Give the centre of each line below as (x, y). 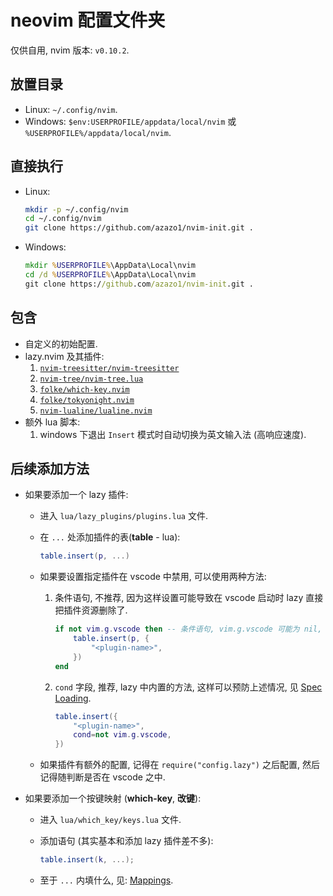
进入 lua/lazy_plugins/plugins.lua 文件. (123, 516)
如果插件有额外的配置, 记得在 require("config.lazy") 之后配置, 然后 (179, 765)
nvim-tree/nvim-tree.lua (91, 379)
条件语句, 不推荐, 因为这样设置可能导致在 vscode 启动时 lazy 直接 (189, 598)
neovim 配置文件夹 (88, 20)
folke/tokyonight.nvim (87, 400)
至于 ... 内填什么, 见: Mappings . (106, 880)
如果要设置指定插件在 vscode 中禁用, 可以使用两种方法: (153, 577)
